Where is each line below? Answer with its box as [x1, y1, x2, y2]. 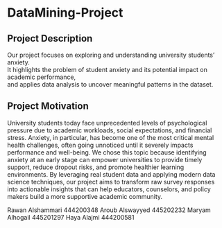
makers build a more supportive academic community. [7, 192, 163, 200]
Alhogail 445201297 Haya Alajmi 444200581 [7, 213, 135, 221]
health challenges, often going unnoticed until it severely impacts [7, 141, 194, 149]
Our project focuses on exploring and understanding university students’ [7, 51, 215, 59]
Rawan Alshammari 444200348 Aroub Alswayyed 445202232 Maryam [7, 206, 212, 214]
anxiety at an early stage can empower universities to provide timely [7, 155, 203, 164]
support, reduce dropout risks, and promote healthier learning [7, 163, 185, 171]
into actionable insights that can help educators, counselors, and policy [7, 185, 212, 193]
